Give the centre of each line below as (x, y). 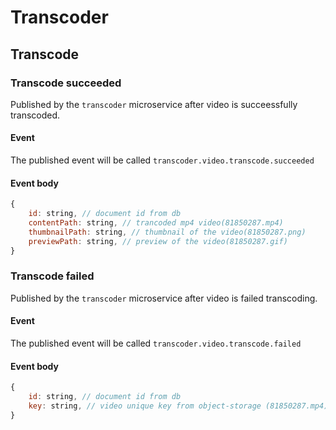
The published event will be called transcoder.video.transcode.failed (156, 343)
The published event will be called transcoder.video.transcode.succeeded (162, 160)
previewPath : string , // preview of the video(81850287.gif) (158, 241)
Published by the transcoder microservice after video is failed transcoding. (164, 298)
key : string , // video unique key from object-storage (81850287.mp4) (178, 406)
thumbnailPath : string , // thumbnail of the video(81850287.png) (167, 232)
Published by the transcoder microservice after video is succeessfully (154, 104)
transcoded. (35, 115)
